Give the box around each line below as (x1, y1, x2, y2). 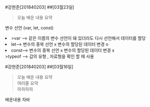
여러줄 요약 (17, 80, 39, 86)
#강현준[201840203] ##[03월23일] (5, 4, 74, 10)
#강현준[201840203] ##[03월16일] (5, 64, 73, 70)
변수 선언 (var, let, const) (5, 25, 54, 31)
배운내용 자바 (5, 97, 30, 102)
